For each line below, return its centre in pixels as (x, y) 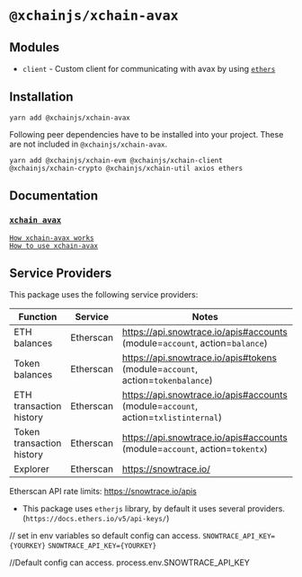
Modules (35, 47)
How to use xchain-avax (54, 245)
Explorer (31, 469)
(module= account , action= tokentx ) (195, 449)
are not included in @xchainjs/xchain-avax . (89, 144)
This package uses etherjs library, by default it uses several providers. (154, 509)
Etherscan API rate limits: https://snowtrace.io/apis (103, 492)
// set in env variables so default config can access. (105, 536)
